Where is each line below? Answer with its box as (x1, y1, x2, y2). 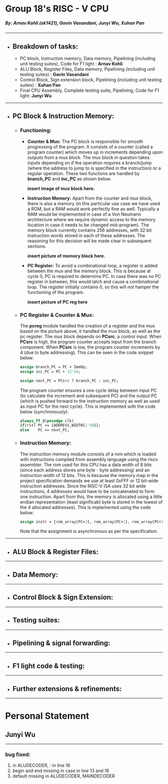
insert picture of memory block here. (27, 253, 106, 259)
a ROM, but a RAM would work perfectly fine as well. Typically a (27, 206, 159, 212)
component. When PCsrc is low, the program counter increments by (19, 344, 160, 350)
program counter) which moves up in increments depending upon (27, 149, 163, 155)
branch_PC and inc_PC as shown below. (27, 176, 111, 182)
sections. (27, 243, 46, 249)
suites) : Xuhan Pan (19, 82, 61, 88)
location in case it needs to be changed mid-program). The (27, 222, 149, 228)
